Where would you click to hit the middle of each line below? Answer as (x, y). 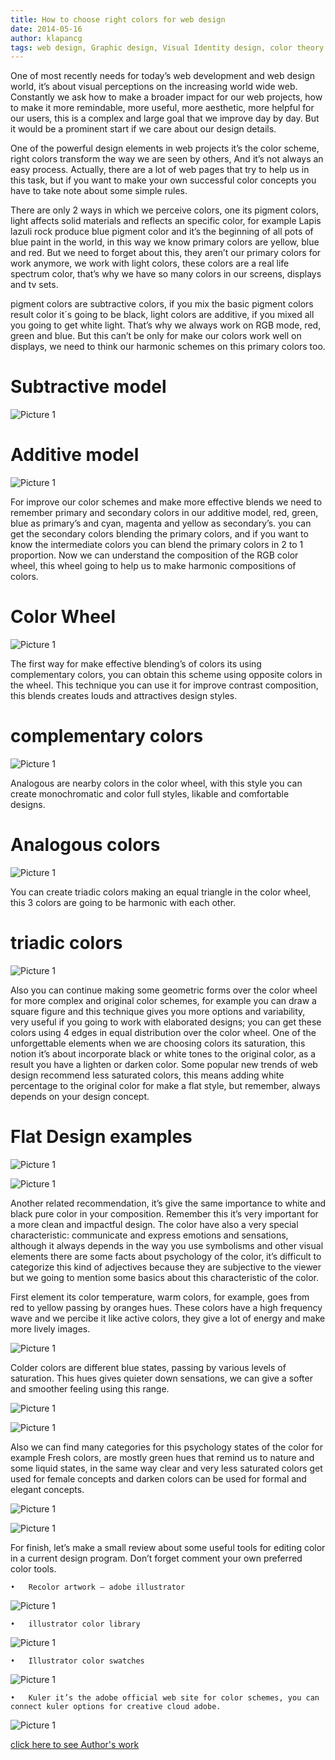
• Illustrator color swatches (77, 1661)
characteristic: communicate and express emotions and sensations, (149, 1235)
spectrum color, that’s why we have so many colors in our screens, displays (166, 274)
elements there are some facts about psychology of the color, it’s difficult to (166, 1256)
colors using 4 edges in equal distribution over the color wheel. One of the (163, 1032)
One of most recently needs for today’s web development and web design (162, 76)
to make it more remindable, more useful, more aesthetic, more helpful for (162, 108)
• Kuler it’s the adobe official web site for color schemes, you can (165, 1697)
